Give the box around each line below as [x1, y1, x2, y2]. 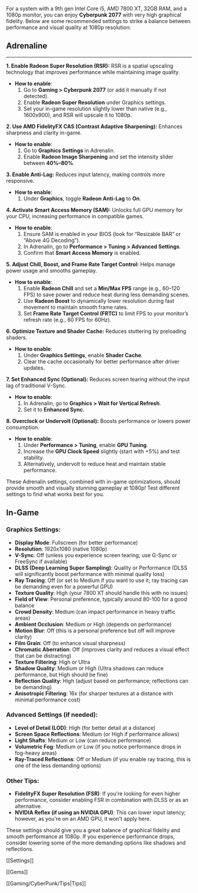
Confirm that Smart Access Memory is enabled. [23, 249, 141, 256]
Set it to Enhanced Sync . [23, 406, 85, 413]
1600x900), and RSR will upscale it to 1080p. [23, 111, 132, 118]
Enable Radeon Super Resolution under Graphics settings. [23, 99, 166, 106]
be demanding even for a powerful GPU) [14, 583, 113, 590]
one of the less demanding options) [14, 762, 101, 769]
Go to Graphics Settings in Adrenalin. [23, 147, 115, 154]
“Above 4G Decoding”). [23, 237, 81, 244]
